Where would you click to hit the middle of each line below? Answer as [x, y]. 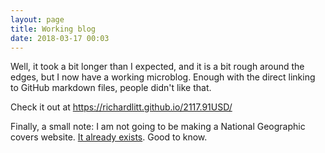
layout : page [37, 19]
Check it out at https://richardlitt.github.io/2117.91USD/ [121, 107]
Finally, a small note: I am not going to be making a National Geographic [158, 127]
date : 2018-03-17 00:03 [60, 38]
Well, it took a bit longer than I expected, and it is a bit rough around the [157, 67]
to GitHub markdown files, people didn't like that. [111, 88]
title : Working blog [53, 29]
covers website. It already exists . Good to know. [109, 137]
